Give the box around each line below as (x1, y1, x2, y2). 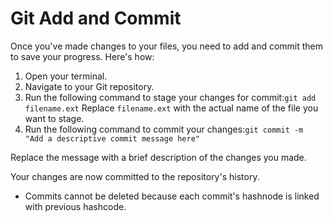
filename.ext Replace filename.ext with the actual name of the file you (24, 102, 319, 114)
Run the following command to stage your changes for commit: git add (24, 91, 317, 103)
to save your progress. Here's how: (10, 50, 155, 62)
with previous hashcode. (24, 200, 127, 212)
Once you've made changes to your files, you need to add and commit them (10, 40, 324, 52)
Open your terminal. (24, 70, 108, 82)
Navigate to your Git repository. (24, 80, 155, 92)
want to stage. (24, 112, 85, 124)
